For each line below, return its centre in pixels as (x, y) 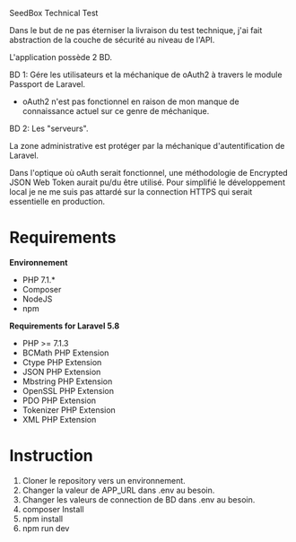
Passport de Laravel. (48, 84)
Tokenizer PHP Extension (69, 410)
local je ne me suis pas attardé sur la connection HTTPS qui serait (131, 192)
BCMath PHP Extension (65, 353)
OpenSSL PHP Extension (68, 390)
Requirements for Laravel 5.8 (65, 326)
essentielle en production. (57, 201)
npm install (43, 519)
